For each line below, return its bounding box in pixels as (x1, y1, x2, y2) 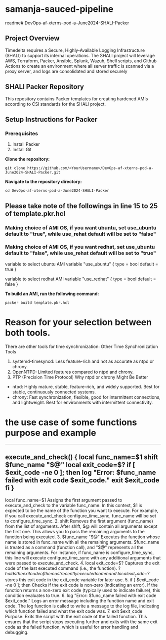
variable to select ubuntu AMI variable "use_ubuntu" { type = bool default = (5, 261, 159, 267)
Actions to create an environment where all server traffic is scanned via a (5, 63, 154, 69)
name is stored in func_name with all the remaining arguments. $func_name (5, 539, 160, 545)
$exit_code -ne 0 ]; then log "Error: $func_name (5, 469, 156, 477)
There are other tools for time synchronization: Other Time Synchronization (5, 343, 158, 349)
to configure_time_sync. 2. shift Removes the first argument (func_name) (5, 518, 153, 524)
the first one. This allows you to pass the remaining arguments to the (5, 528, 145, 534)
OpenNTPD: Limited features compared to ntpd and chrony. (12, 369, 134, 375)
